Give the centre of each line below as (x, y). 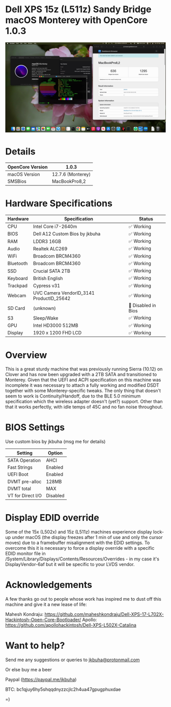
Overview (26, 355)
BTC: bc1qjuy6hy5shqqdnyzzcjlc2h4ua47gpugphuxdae (63, 689)
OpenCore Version (27, 167)
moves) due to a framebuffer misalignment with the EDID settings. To (78, 543)
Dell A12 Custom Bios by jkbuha (67, 234)
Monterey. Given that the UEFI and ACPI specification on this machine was (83, 380)
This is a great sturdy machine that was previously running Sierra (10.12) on (84, 369)
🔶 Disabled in (142, 305)
